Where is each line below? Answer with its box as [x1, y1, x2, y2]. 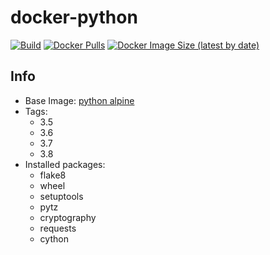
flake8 [39, 169, 67, 181]
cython [39, 232, 69, 245]
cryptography [39, 211, 97, 223]
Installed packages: [24, 158, 106, 170]
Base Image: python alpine [24, 94, 135, 106]
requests [39, 222, 77, 234]
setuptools [39, 190, 84, 202]
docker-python [10, 6, 138, 29]
